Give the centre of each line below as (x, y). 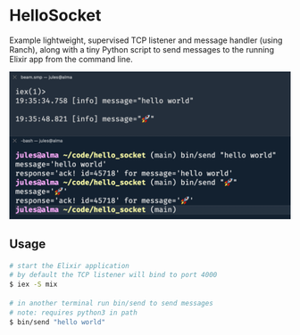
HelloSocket (55, 16)
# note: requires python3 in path (74, 313)
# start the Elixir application (69, 266)
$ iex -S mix (33, 285)
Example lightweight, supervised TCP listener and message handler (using (146, 40)
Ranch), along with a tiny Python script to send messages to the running (142, 49)
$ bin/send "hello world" (57, 322)
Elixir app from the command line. (71, 59)
